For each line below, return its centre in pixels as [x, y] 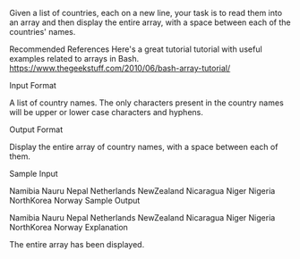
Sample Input [34, 174]
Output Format [36, 129]
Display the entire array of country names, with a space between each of [144, 147]
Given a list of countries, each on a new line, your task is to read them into [146, 13]
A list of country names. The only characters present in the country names [146, 103]
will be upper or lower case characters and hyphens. [106, 112]
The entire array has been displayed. [77, 244]
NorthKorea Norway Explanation [69, 227]
